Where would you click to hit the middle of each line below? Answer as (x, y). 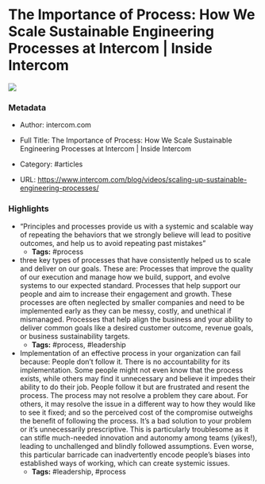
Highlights (29, 209)
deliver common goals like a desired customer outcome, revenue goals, (136, 327)
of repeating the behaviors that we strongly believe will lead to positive (135, 234)
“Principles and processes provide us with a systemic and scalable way (136, 226)
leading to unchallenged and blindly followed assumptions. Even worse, (136, 446)
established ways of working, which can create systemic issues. (125, 463)
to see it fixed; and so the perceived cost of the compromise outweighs (136, 412)
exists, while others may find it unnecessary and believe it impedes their (138, 378)
